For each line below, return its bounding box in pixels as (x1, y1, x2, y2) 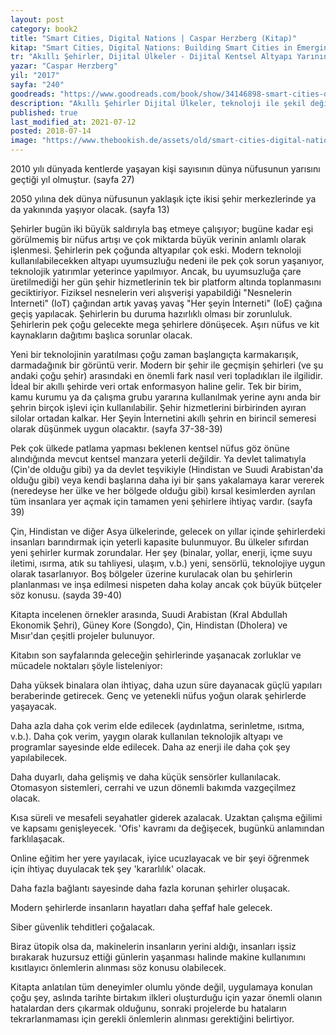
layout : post (10, 14, 65, 25)
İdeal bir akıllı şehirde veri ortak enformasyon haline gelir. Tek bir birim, (10, 381, 302, 392)
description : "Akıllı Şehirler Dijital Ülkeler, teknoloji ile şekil (10, 98, 307, 108)
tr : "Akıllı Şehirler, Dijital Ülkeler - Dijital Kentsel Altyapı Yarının (10, 52, 329, 62)
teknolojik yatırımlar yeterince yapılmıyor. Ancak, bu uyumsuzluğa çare (10, 266, 302, 277)
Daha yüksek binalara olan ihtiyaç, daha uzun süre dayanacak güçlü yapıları (10, 679, 323, 691)
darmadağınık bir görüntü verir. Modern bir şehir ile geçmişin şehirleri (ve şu (10, 359, 324, 371)
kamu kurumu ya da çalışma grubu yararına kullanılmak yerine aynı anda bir (10, 391, 321, 403)
